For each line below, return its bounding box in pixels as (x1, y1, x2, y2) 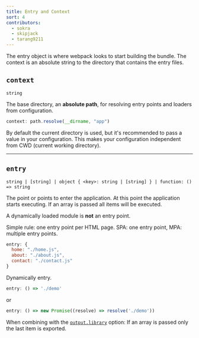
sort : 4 (6, 14, 25, 20)
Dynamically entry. (6, 274, 52, 281)
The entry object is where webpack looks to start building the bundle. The (6, 53, 187, 59)
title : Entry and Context (6, 8, 70, 15)
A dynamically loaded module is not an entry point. (6, 212, 131, 219)
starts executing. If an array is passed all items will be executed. (6, 200, 162, 208)
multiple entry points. (6, 229, 58, 237)
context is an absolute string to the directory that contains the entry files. (6, 59, 184, 66)
